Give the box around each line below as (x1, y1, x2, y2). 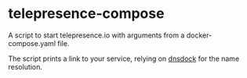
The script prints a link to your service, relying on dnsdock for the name (8, 54, 240, 63)
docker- (186, 30, 212, 40)
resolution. (8, 62, 43, 71)
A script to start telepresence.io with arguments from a (8, 30, 185, 40)
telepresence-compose (8, 5, 165, 23)
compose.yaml (8, 38, 56, 48)
